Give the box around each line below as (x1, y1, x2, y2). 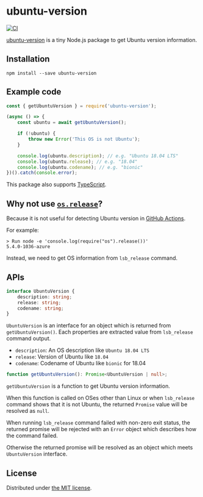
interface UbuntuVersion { (6, 288, 75, 294)
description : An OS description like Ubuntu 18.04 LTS (15, 346, 149, 354)
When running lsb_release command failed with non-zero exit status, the (6, 419, 190, 426)
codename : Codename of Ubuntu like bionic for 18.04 (15, 360, 146, 367)
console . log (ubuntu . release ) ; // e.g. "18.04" (17, 159, 138, 165)
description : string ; (17, 294, 72, 300)
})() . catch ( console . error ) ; (6, 170, 78, 176)
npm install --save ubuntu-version (6, 70, 97, 76)
